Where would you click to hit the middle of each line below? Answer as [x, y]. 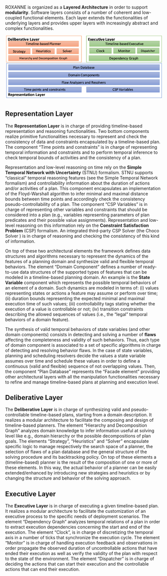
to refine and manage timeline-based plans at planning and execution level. [82, 382]
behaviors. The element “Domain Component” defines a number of [74, 267]
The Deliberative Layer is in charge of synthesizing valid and [68, 409]
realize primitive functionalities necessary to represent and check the [76, 136]
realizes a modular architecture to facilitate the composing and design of [80, 420]
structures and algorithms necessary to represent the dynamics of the [77, 256]
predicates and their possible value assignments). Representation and [77, 220]
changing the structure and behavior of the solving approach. [68, 478]
